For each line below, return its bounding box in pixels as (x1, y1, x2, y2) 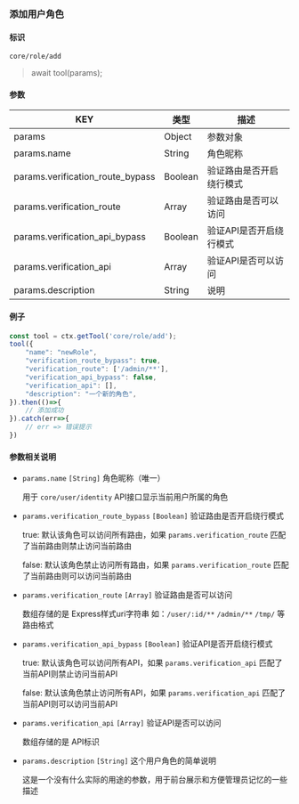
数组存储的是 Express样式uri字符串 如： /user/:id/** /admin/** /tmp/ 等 (21, 608, 286, 620)
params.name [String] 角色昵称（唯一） (21, 473, 166, 483)
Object (164, 131, 192, 143)
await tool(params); (30, 68, 103, 78)
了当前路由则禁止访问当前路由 (21, 540, 132, 551)
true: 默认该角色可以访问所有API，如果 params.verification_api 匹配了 (21, 657, 283, 669)
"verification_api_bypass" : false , (25, 372, 158, 382)
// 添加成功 (25, 406, 64, 415)
